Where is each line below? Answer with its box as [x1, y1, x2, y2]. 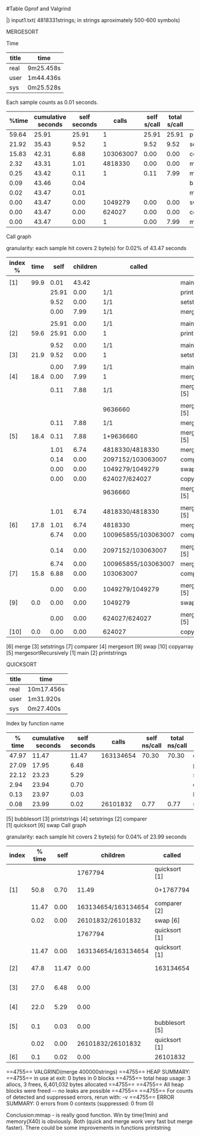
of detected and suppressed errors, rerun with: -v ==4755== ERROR [6, 1093, 174, 1101]
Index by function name [6, 720, 64, 727]
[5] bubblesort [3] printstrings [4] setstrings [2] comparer [6, 815, 148, 822]
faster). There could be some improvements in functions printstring [6, 1124, 171, 1131]
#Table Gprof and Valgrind [6, 5, 71, 12]
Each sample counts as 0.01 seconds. [6, 98, 98, 106]
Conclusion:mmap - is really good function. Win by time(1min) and [6, 1111, 168, 1118]
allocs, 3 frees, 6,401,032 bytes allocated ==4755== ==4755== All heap [6, 1081, 185, 1088]
